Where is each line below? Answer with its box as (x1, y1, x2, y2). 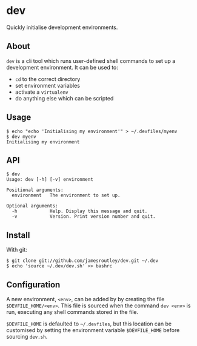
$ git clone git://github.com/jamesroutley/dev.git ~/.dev (6, 258, 159, 264)
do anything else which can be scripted (15, 94, 114, 102)
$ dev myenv (6, 134, 36, 140)
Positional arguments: (6, 187, 64, 194)
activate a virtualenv (15, 88, 68, 96)
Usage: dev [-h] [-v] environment (6, 177, 94, 183)
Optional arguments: (6, 203, 59, 209)
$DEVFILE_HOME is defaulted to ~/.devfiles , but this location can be (6, 320, 172, 327)
